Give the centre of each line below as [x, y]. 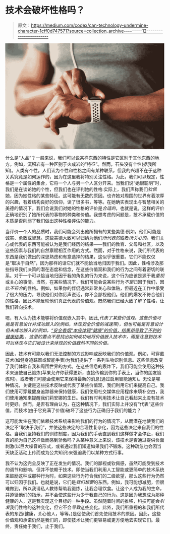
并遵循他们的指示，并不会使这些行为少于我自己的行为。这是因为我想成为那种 [85, 495]
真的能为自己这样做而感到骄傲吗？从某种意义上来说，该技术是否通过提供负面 [85, 440]
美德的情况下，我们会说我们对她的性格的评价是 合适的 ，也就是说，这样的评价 [85, 208]
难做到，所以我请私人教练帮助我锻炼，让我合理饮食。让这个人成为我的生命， [85, 488]
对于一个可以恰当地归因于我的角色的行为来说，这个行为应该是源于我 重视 [89, 276]
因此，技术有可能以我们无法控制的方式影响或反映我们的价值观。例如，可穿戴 [85, 354]
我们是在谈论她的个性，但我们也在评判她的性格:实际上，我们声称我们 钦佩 [81, 189]
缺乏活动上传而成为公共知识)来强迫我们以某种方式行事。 [68, 452]
